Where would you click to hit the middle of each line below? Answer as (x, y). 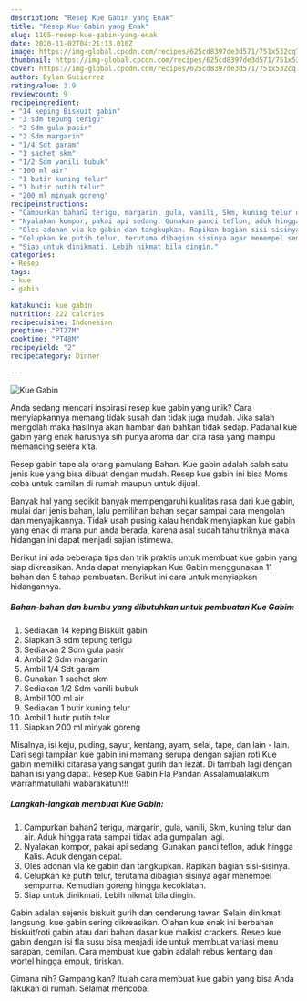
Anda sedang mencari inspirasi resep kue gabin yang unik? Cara (131, 407)
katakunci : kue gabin (51, 305)
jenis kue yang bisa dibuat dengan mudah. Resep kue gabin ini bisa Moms (149, 474)
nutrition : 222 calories (57, 314)
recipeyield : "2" (43, 348)
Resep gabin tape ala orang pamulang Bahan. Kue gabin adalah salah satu (149, 464)
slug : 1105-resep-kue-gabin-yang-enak (84, 35)
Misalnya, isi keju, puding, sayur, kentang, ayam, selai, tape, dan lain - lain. (150, 744)
